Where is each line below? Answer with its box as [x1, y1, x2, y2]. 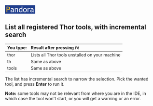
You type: [7, 45, 27, 51]
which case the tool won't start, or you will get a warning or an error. [5, 95, 141, 101]
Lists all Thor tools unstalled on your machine [30, 52, 121, 58]
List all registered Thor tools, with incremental [5, 23, 146, 31]
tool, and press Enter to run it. [5, 81, 65, 87]
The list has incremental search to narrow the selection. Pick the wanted [5, 76, 149, 82]
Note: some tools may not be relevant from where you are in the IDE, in [5, 90, 146, 96]
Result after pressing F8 [30, 45, 80, 51]
